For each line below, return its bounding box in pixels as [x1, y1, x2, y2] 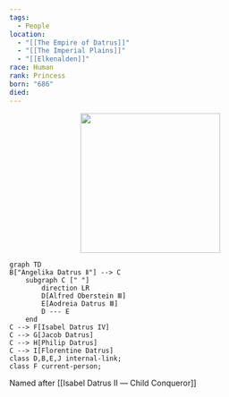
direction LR [41, 283, 90, 292]
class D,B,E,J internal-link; [9, 354, 123, 363]
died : [9, 88, 30, 97]
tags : [9, 13, 30, 22]
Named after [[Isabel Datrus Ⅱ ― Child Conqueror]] [9, 377, 197, 388]
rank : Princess [9, 72, 66, 80]
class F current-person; [9, 361, 102, 371]
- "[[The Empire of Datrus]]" [17, 38, 130, 47]
